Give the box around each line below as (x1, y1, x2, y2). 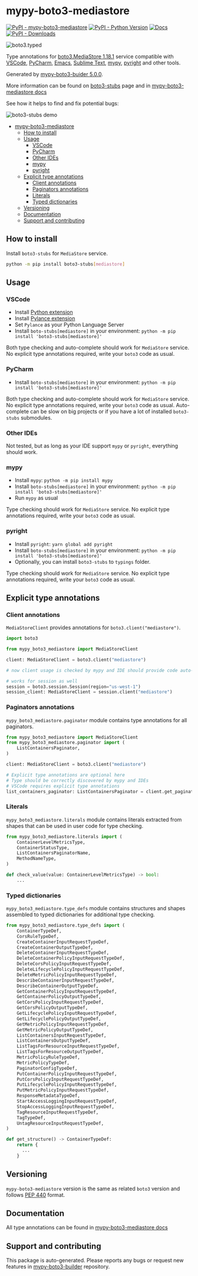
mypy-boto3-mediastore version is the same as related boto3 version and (6, 1185, 180, 1192)
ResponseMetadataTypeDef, (16, 1093, 81, 1099)
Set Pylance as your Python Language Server (14, 321, 124, 329)
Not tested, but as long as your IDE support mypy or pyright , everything (6, 442, 179, 449)
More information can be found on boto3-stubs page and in (6, 82, 151, 89)
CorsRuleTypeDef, (16, 933, 60, 939)
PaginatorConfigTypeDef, (16, 1065, 78, 1071)
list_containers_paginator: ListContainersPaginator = (6, 788, 144, 794)
